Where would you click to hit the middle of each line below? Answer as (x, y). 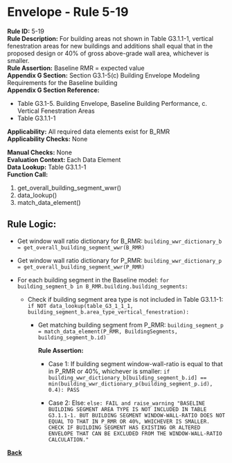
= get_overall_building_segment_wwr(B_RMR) (81, 247)
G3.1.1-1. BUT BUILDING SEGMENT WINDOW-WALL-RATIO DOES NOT (137, 415)
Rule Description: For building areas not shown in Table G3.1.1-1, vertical (110, 38)
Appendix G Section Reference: (53, 90)
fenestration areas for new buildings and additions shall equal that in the (110, 46)
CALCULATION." (69, 439)
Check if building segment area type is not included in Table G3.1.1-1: (125, 299)
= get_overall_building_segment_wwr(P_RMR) (81, 267)
